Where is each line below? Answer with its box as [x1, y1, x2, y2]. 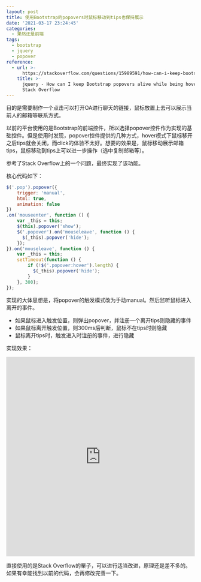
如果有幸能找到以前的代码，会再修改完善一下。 [6, 569, 121, 577]
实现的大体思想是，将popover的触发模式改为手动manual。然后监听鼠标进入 [6, 296, 191, 304]
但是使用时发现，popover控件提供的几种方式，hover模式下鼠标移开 [26, 131, 193, 139]
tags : [6, 37, 20, 43]
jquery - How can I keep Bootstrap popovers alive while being [22, 82, 184, 88]
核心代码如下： [6, 172, 43, 179]
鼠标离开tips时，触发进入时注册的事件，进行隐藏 [14, 331, 135, 339]
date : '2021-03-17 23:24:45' [6, 20, 79, 26]
